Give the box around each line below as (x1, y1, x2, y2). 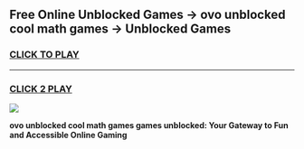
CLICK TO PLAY (9, 49, 80, 61)
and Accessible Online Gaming (9, 129, 128, 140)
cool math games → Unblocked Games (9, 22, 232, 37)
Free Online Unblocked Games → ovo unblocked (9, 7, 286, 23)
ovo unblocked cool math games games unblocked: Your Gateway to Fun (9, 119, 289, 130)
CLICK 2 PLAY (9, 82, 72, 95)
